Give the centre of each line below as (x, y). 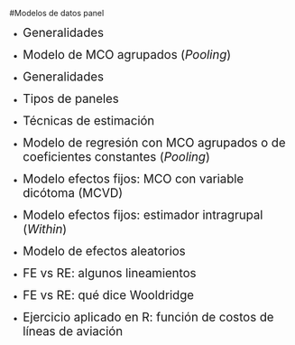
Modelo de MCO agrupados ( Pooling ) (127, 55)
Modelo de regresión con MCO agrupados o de (154, 143)
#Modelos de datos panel (57, 13)
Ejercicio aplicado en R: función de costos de (148, 317)
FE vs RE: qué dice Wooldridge (108, 295)
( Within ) (45, 229)
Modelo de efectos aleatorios (104, 251)
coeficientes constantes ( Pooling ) (116, 157)
